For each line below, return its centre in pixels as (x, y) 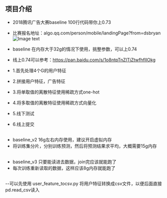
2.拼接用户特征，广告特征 (39, 81)
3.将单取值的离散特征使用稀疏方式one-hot (56, 92)
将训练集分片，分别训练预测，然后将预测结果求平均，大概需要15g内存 (85, 146)
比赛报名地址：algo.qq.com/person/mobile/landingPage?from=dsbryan (87, 33)
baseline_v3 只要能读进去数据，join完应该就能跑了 (65, 162)
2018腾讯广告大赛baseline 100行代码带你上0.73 (62, 22)
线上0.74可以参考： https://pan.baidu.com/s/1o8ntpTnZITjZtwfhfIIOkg (84, 60)
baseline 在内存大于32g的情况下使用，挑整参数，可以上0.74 (75, 49)
